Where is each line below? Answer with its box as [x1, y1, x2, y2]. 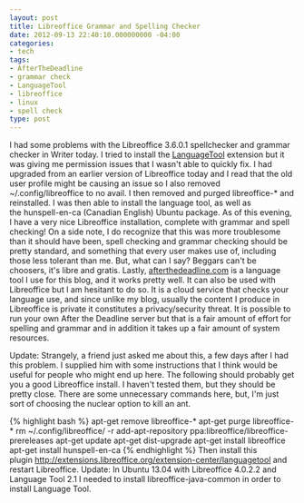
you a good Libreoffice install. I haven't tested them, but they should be [9, 379, 276, 390]
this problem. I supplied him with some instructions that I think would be [9, 360, 279, 370]
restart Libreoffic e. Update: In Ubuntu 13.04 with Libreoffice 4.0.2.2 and [9, 464, 277, 475]
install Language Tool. [9, 483, 92, 495]
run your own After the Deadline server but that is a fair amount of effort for [9, 313, 292, 324]
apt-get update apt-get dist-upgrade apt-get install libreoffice [55, 435, 286, 446]
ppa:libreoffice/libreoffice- [189, 426, 289, 437]
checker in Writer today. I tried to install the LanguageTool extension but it [9, 149, 285, 160]
